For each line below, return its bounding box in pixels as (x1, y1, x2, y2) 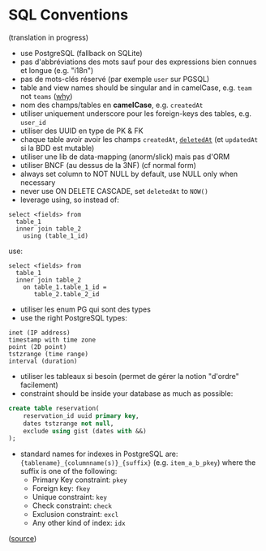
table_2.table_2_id (33, 290, 100, 298)
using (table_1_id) (23, 231, 89, 240)
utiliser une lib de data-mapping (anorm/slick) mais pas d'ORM (19, 152, 230, 161)
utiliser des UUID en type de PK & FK (19, 126, 144, 136)
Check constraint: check (32, 501, 112, 510)
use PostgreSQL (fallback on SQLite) (19, 48, 144, 58)
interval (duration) (8, 357, 79, 365)
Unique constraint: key (32, 493, 108, 502)
